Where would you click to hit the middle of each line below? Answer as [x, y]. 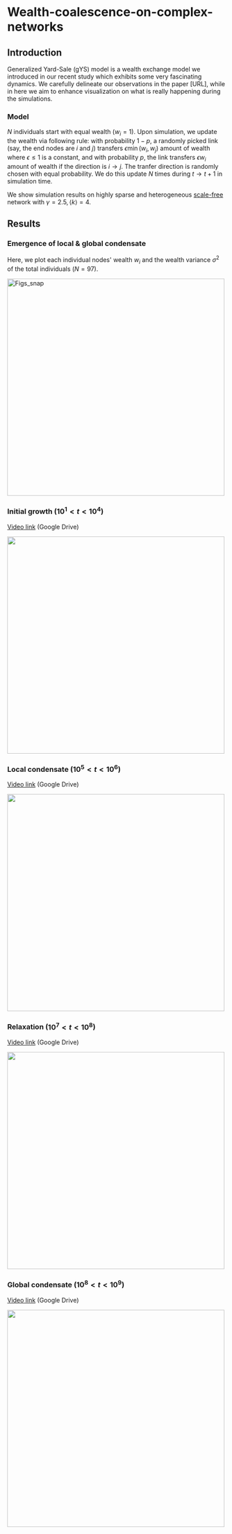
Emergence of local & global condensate [77, 244]
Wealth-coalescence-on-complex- [110, 12]
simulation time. [30, 181]
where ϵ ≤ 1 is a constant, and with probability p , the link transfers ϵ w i [107, 158]
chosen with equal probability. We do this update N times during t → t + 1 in [115, 174]
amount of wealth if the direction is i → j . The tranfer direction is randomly [113, 166]
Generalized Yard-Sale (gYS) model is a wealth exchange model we [104, 69]
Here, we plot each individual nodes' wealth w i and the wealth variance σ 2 [114, 260]
